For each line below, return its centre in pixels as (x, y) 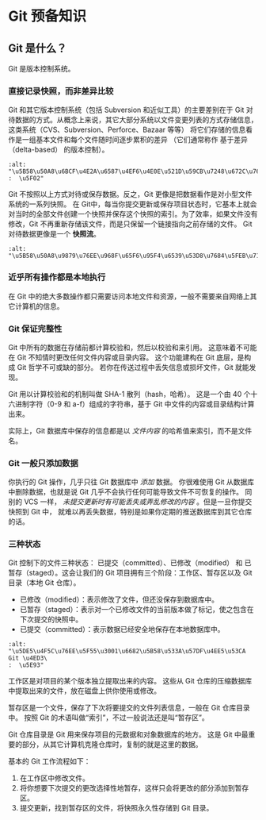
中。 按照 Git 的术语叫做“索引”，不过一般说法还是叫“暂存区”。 (108, 718)
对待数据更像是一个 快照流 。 (54, 234)
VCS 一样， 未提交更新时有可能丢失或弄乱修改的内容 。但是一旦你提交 (138, 502)
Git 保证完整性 (35, 329)
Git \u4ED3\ (28, 658)
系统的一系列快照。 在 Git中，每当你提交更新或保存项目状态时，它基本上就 (129, 204)
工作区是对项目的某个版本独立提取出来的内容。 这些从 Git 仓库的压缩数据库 (130, 681)
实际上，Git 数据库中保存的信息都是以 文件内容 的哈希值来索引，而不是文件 (130, 430)
